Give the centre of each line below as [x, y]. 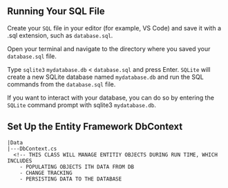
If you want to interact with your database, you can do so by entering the [111, 97]
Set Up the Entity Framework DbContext [95, 127]
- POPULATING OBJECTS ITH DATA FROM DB [77, 167]
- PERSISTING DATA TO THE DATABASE [71, 179]
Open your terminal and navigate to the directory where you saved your [109, 48]
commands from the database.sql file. [61, 84]
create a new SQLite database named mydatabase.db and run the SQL [105, 77]
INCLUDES [20, 161]
